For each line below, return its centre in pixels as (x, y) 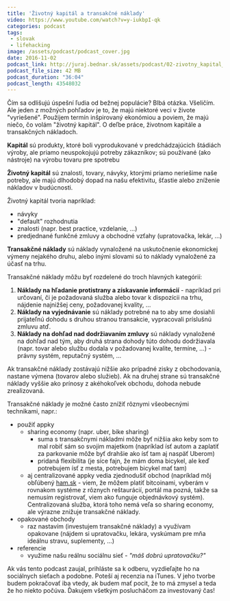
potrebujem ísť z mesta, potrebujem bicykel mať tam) (112, 468)
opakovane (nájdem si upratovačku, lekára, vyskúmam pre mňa (117, 534)
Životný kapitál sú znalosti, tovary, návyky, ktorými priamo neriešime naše (112, 173)
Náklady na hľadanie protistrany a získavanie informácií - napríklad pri (119, 290)
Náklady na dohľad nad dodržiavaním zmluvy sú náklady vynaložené (116, 334)
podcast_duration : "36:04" (46, 77)
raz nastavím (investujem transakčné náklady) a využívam (109, 526)
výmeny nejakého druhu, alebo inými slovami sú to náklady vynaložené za (111, 257)
